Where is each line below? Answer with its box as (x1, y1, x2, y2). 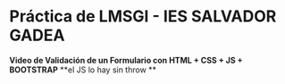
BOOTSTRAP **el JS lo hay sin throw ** (9, 64, 157, 75)
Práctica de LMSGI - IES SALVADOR (9, 6, 277, 27)
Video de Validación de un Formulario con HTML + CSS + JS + (9, 55, 243, 65)
